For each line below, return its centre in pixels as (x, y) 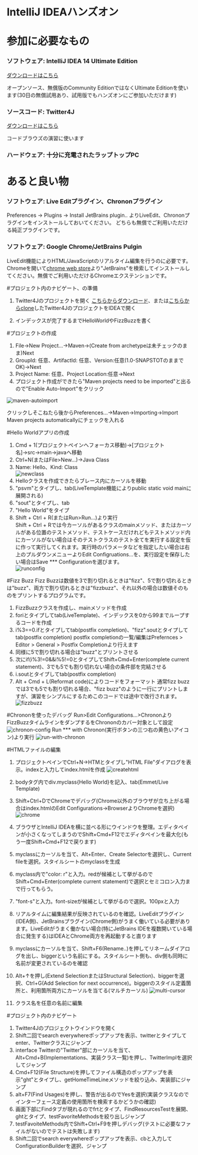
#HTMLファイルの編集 (34, 750)
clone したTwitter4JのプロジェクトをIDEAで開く (78, 308)
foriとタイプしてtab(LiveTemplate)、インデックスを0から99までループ (100, 615)
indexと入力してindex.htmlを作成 (65, 769)
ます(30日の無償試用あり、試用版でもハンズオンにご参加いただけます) (92, 95)
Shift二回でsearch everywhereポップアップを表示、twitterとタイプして (101, 1035)
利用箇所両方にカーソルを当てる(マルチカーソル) (90, 990)
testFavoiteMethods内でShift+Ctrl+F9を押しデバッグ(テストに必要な (98, 1124)
